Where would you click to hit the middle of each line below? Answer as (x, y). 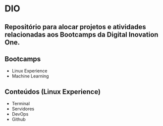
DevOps (20, 114)
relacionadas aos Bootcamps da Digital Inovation (81, 34)
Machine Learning (30, 76)
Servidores (23, 109)
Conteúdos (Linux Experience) (53, 92)
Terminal (21, 104)
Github (19, 120)
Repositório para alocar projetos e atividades (76, 27)
